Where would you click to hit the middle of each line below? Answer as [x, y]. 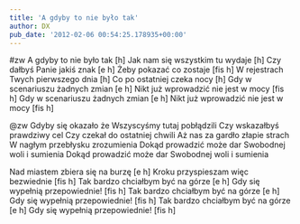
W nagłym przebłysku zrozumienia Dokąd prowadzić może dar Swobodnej [147, 145]
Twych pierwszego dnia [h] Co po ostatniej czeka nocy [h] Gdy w [131, 79]
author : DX [30, 26]
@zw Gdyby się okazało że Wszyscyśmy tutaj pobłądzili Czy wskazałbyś [144, 126]
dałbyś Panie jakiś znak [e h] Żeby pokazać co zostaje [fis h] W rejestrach [146, 70]
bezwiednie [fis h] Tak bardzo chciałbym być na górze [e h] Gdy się [135, 182]
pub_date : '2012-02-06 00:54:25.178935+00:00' [98, 34]
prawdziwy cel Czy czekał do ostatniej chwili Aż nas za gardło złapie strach [150, 135]
